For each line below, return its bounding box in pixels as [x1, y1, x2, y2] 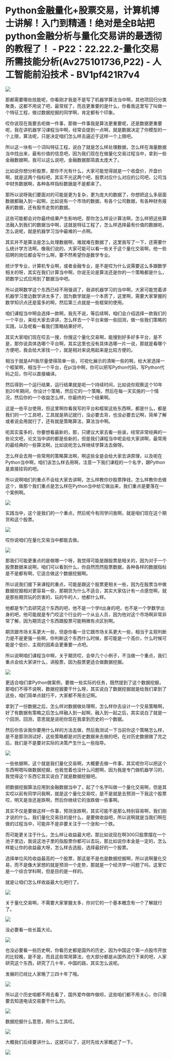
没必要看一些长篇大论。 [5, 926, 55, 933]
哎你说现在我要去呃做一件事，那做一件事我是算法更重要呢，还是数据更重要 [5, 120, 162, 126]
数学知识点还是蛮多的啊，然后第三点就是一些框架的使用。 [5, 299, 126, 306]
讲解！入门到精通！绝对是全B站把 [14, 17, 155, 29]
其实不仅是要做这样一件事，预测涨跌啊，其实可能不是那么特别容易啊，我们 [5, 807, 162, 814]
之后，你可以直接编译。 [9, 370, 59, 376]
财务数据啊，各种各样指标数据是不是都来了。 [9, 180, 104, 186]
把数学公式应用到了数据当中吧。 [5, 275, 73, 281]
